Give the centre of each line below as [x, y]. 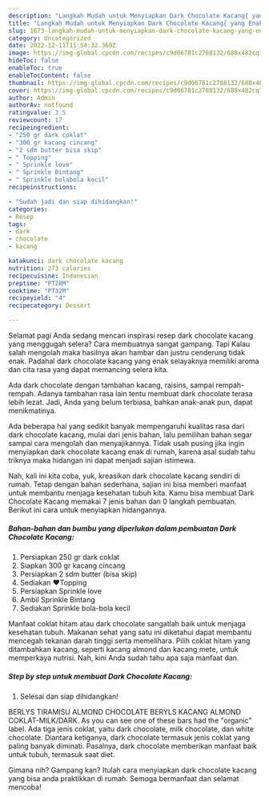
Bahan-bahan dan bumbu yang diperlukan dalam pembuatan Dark [122, 528]
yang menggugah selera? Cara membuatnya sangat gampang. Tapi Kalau [129, 344]
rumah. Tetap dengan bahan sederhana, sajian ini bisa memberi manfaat [127, 484]
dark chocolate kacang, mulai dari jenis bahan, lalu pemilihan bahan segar [130, 435]
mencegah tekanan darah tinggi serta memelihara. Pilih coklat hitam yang [129, 640]
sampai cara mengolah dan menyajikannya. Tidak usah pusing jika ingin [126, 443]
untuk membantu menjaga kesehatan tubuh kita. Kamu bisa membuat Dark [131, 493]
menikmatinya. [32, 411]
